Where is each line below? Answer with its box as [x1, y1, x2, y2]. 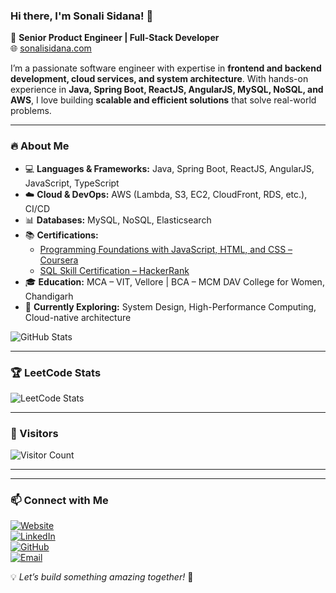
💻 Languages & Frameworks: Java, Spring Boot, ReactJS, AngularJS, [24, 162, 315, 174]
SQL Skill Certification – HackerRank [39, 264, 190, 276]
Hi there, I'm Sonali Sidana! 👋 [10, 9, 154, 23]
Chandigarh [24, 290, 74, 302]
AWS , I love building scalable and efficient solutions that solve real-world [10, 94, 317, 106]
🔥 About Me [10, 139, 70, 153]
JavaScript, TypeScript [24, 177, 120, 189]
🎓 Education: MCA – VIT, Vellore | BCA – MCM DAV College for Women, [24, 275, 325, 288]
